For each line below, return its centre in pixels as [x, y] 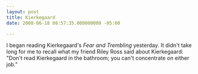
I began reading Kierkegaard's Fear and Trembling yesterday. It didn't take [99, 45]
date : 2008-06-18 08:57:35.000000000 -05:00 [63, 23]
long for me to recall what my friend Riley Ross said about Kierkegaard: [95, 52]
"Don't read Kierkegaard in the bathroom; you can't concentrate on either [98, 58]
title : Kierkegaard [31, 17]
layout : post [23, 12]
